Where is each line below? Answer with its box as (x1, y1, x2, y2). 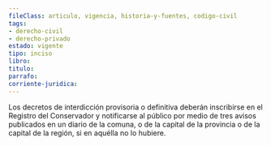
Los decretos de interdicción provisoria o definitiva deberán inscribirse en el (8, 102, 264, 112)
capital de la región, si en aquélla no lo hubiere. (8, 127, 166, 138)
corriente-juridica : (8, 79, 79, 88)
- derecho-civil (8, 27, 63, 35)
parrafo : (8, 72, 38, 80)
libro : (8, 58, 31, 66)
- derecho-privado (8, 34, 71, 43)
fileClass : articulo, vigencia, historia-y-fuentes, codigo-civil (8, 11, 238, 20)
